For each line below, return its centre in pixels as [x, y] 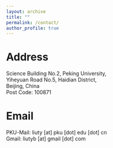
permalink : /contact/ [33, 22]
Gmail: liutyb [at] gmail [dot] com [46, 139]
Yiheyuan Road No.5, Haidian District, [51, 80]
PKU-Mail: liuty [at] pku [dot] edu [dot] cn [56, 133]
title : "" [18, 17]
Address [27, 57]
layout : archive [26, 11]
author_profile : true [33, 28]
